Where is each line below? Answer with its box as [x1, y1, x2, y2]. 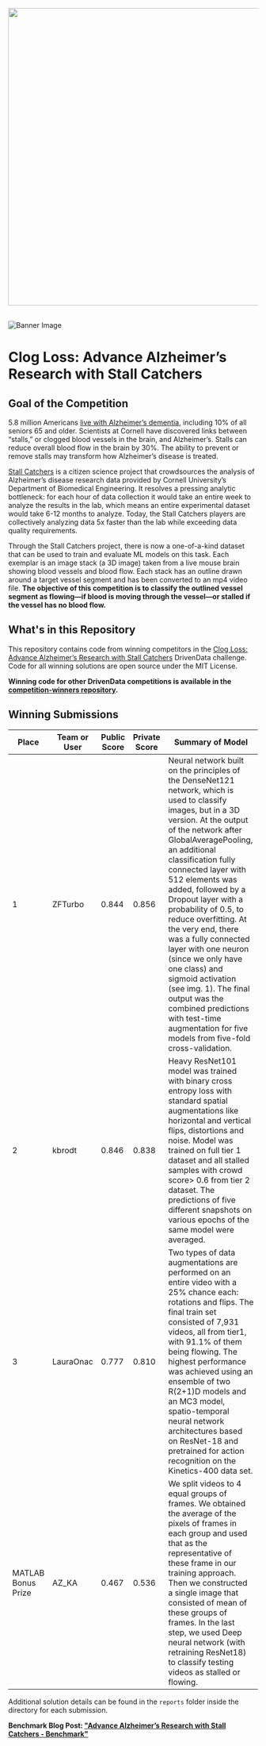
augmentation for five [168, 1022, 249, 1033]
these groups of [168, 1607, 227, 1618]
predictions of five [168, 1194, 236, 1206]
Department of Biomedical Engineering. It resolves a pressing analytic [8, 484, 236, 493]
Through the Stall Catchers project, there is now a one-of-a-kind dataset [8, 541, 245, 551]
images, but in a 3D [168, 804, 240, 815]
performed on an [168, 1267, 231, 1278]
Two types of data [168, 1247, 236, 1258]
